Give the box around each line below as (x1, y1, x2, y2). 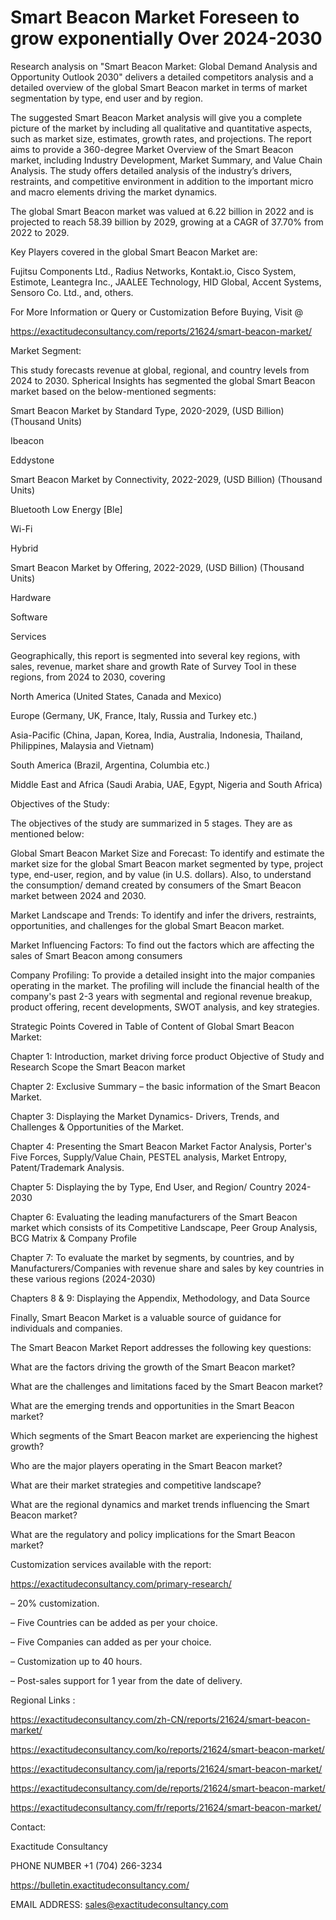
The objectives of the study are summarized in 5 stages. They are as (10, 817, 293, 829)
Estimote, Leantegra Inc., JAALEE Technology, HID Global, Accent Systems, (10, 276, 322, 288)
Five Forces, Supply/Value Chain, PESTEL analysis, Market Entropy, (10, 1151, 287, 1163)
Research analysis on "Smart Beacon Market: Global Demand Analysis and (10, 60, 318, 72)
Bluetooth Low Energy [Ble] (10, 503, 123, 515)
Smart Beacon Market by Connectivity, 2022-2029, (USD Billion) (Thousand (10, 473, 323, 485)
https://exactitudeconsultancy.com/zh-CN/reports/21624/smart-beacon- (10, 1713, 311, 1725)
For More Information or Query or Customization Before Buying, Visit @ (10, 306, 304, 318)
